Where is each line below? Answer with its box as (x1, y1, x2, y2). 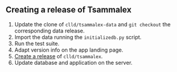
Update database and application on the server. (14, 59, 133, 66)
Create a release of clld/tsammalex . (14, 52, 103, 59)
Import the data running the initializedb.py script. (14, 33, 142, 41)
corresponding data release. (14, 27, 85, 34)
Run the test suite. (14, 40, 60, 47)
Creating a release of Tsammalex (5, 5, 132, 15)
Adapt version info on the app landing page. (14, 46, 124, 53)
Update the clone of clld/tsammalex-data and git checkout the (14, 20, 171, 28)
